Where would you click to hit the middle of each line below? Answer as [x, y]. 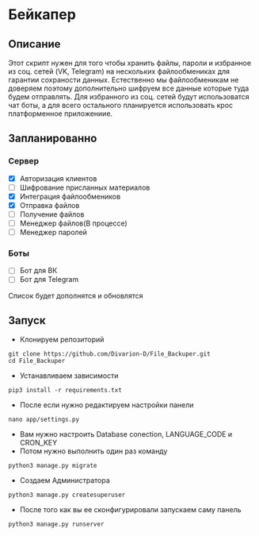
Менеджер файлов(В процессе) [74, 223]
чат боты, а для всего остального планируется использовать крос [121, 105]
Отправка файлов [50, 205]
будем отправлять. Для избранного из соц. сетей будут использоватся [129, 96]
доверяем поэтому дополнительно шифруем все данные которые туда [129, 88]
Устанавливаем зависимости [69, 376]
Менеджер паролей [53, 233]
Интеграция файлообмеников [70, 196]
